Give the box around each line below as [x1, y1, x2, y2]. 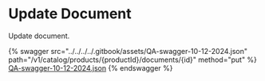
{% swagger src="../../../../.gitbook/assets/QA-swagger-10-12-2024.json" [8, 46, 248, 56]
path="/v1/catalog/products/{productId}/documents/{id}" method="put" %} [8, 55, 258, 64]
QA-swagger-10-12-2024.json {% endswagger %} [8, 63, 173, 72]
